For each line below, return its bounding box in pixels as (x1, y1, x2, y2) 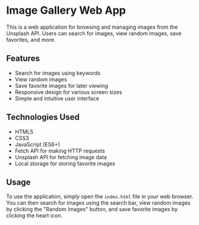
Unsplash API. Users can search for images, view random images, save (6, 29, 182, 37)
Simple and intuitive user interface (14, 95, 100, 102)
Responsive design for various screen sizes (14, 88, 123, 96)
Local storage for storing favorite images (14, 160, 115, 167)
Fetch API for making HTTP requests (14, 147, 105, 154)
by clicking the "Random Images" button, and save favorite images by (6, 206, 178, 213)
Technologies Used (6, 112, 79, 123)
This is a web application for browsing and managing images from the (6, 23, 178, 31)
